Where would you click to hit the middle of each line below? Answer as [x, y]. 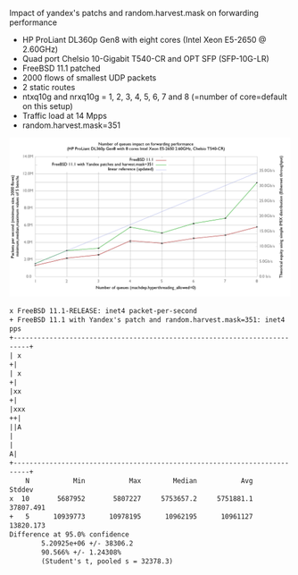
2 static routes [49, 87]
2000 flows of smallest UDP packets [89, 78]
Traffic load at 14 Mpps [64, 116]
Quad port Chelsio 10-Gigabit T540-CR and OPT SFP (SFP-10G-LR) [145, 59]
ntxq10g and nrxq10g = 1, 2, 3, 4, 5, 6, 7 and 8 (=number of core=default [154, 97]
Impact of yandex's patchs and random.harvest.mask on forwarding [134, 13]
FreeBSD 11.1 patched [61, 68]
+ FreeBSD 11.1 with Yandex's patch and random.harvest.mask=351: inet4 [147, 320]
